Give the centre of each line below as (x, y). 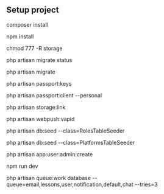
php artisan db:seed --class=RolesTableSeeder (66, 131)
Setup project (33, 10)
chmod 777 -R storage (34, 48)
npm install (20, 36)
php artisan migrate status (39, 60)
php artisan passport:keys (39, 83)
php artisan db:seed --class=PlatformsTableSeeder (71, 142)
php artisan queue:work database (49, 178)
